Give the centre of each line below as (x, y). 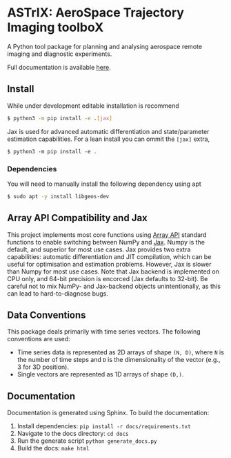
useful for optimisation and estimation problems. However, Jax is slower (109, 264)
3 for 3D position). (43, 367)
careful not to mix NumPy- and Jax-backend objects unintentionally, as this (114, 286)
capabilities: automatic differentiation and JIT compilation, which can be (109, 256)
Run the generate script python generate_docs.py (87, 441)
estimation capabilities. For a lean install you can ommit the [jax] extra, (109, 139)
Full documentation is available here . (59, 67)
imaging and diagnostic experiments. (60, 54)
